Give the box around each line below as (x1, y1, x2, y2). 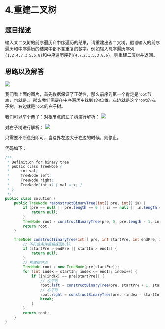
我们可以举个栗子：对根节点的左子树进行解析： (5, 114, 100, 120)
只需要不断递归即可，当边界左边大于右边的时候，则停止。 (5, 134, 121, 140)
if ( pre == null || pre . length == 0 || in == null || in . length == (23, 205, 164, 210)
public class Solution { (5, 196, 56, 201)
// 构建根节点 (23, 260, 48, 265)
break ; (40, 296, 54, 302)
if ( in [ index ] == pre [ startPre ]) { (31, 274, 105, 279)
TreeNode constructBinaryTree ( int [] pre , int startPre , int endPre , (14, 237, 157, 242)
